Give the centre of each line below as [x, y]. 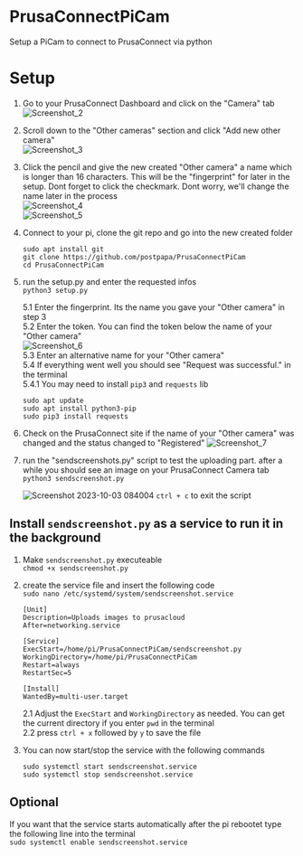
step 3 [34, 316]
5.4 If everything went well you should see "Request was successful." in [156, 364]
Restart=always [51, 665]
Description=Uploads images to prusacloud [104, 617]
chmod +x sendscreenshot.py [75, 568]
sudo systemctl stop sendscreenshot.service [108, 775]
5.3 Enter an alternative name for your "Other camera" [123, 355]
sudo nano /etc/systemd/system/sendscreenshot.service [128, 594]
